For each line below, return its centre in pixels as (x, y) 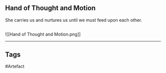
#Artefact (15, 67)
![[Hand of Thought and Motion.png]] (43, 35)
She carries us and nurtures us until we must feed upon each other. (74, 20)
